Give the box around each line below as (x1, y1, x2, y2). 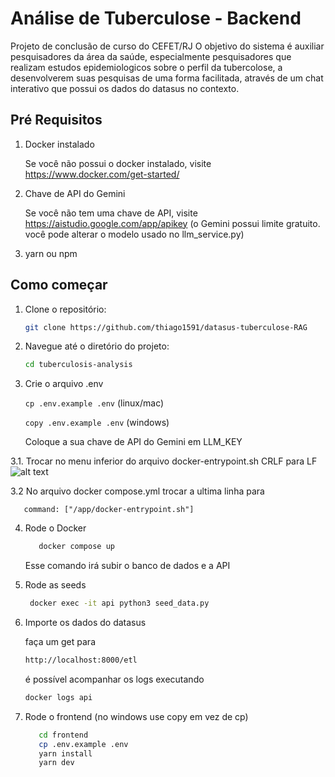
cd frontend (38, 730, 89, 740)
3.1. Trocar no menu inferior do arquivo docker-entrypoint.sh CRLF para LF (10, 455, 318, 467)
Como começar (10, 277, 108, 294)
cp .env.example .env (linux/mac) (24, 397, 165, 409)
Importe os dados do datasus (24, 617, 147, 629)
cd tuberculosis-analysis (24, 360, 133, 370)
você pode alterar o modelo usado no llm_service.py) (24, 228, 245, 240)
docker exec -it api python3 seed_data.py (29, 598, 210, 609)
